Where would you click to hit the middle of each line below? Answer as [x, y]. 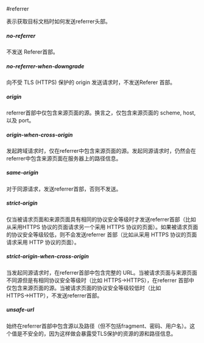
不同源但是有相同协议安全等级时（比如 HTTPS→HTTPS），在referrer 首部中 [100, 280]
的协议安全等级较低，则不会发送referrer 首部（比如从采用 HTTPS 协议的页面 [102, 235]
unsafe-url [20, 309]
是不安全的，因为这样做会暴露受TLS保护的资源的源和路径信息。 [97, 333]
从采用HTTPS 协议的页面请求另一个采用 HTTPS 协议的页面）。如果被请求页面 [102, 227]
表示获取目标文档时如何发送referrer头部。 [59, 21]
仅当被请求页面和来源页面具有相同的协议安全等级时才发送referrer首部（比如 [101, 219]
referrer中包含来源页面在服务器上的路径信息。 [64, 158]
